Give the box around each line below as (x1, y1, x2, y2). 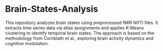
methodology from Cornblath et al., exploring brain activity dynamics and (5, 35, 154, 41)
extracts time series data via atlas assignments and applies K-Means (5, 25, 144, 30)
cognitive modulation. (5, 40, 49, 46)
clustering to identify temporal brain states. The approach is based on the (5, 30, 154, 36)
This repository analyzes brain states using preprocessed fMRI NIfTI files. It (5, 20, 159, 25)
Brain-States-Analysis (5, 3, 98, 15)
